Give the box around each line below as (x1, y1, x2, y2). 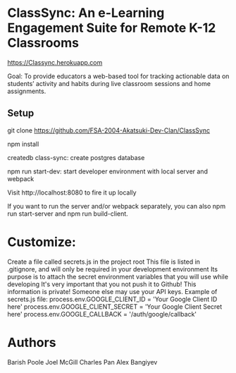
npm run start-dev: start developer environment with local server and (7, 167, 208, 176)
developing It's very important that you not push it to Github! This (7, 280, 197, 288)
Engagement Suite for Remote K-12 (7, 20, 216, 36)
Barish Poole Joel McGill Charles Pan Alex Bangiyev (7, 357, 158, 366)
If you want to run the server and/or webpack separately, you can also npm (7, 202, 226, 210)
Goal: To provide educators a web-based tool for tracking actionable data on (7, 72, 230, 80)
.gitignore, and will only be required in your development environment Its (7, 264, 218, 273)
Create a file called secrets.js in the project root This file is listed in (7, 257, 201, 266)
